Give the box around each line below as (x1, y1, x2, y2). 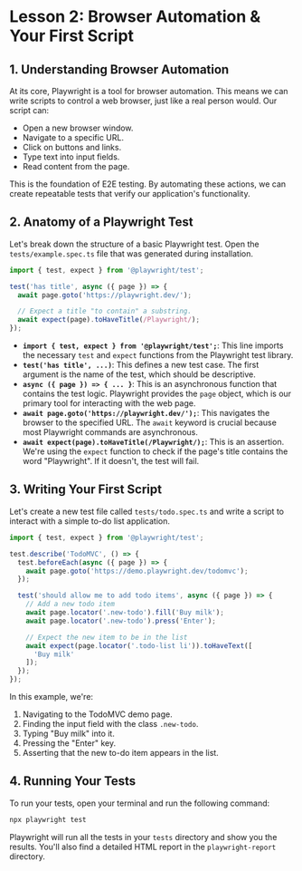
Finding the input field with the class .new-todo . (22, 719, 199, 729)
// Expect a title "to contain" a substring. (17, 306, 193, 316)
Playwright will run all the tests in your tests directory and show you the (9, 831, 278, 842)
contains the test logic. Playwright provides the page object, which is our (22, 388, 292, 400)
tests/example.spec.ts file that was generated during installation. (9, 247, 253, 259)
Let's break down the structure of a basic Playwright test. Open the (9, 238, 260, 249)
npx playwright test (9, 815, 88, 824)
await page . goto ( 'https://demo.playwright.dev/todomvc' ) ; (25, 566, 249, 576)
